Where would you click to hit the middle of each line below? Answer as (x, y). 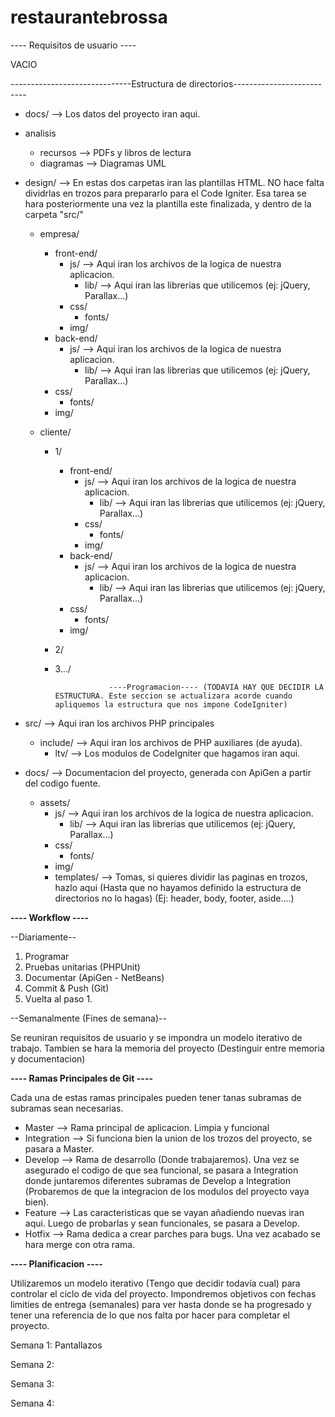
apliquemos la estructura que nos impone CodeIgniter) (171, 704)
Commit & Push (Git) (67, 988)
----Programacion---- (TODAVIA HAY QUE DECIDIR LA (216, 687)
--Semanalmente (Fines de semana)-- (88, 1018)
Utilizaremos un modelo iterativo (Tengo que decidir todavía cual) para (155, 1283)
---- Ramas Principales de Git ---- (81, 1078)
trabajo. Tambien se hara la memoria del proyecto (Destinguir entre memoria (167, 1048)
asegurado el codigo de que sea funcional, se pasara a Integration (161, 1170)
